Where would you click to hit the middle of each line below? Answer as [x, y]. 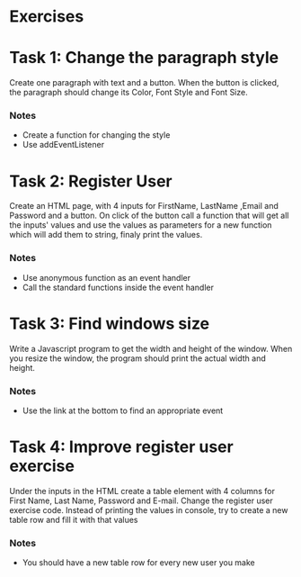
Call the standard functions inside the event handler [118, 287]
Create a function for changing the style [96, 135]
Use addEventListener [63, 145]
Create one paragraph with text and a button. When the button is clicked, [144, 83]
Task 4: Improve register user [121, 447]
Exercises [47, 17]
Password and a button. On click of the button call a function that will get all [149, 216]
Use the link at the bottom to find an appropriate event [123, 410]
